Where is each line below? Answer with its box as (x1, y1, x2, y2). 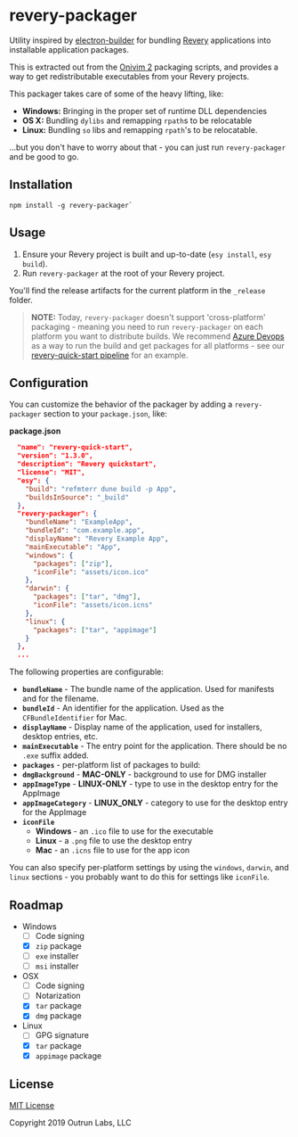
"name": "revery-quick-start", (17, 443, 133, 452)
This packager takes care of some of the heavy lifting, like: (9, 88, 224, 99)
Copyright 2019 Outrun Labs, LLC (9, 1117, 132, 1128)
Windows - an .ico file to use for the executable (35, 826, 213, 836)
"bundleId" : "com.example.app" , (25, 526, 145, 535)
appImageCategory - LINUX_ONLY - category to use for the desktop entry (21, 797, 288, 808)
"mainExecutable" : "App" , (25, 542, 122, 551)
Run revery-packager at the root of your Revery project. (21, 268, 225, 278)
